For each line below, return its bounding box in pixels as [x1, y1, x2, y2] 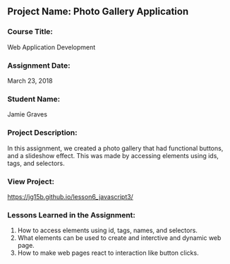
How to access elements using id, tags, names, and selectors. [17, 226, 198, 235]
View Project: [7, 176, 55, 186]
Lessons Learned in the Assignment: [7, 210, 136, 220]
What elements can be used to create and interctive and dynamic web [17, 234, 222, 242]
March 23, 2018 [7, 76, 53, 85]
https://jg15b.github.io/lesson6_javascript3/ [7, 192, 134, 200]
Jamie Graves [7, 110, 48, 119]
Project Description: [7, 128, 78, 138]
